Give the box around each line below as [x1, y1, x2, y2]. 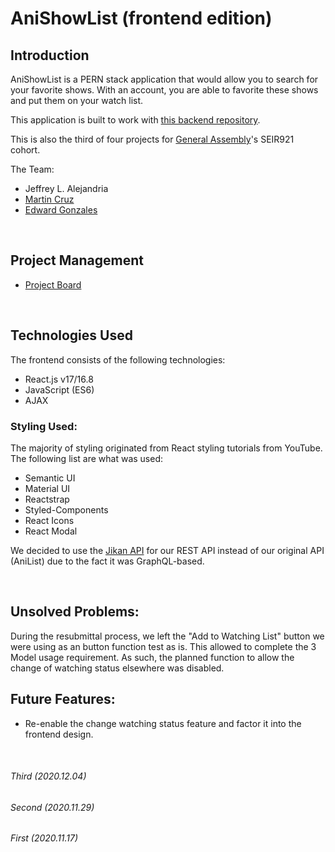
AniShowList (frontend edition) [10, 7, 273, 30]
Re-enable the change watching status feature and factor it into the [24, 717, 302, 729]
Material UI [24, 482, 71, 494]
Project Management [10, 252, 144, 269]
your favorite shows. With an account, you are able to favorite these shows [10, 84, 319, 96]
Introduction [10, 47, 90, 64]
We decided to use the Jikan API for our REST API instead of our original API [10, 544, 325, 556]
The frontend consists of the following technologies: [10, 353, 226, 366]
